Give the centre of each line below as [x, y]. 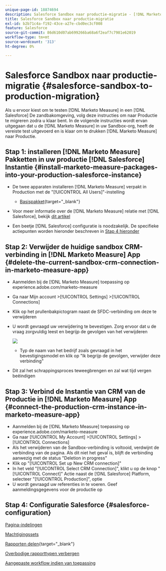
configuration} [28, 513]
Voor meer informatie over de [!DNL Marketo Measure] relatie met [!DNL [86, 211]
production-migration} [53, 96]
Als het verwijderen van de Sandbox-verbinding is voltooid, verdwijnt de [86, 447]
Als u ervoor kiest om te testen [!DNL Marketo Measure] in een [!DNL [75, 110]
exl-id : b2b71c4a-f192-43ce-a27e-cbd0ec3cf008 [54, 23]
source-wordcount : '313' [31, 42]
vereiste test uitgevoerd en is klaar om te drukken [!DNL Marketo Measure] [81, 131]
